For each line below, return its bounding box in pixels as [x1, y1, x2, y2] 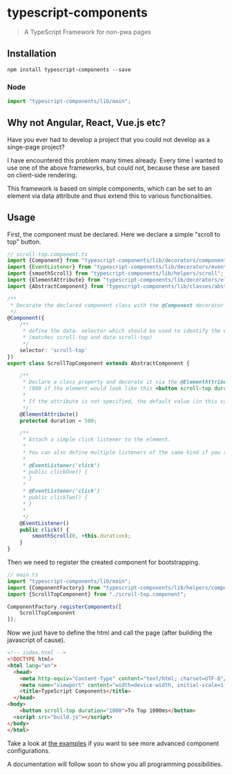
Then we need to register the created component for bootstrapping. [7, 558, 200, 567]
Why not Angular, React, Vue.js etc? [7, 117, 166, 129]
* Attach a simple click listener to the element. [22, 436, 171, 444]
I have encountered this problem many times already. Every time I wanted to [7, 156, 224, 164]
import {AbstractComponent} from [7, 282, 104, 290]
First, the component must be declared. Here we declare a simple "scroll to [7, 230, 221, 238]
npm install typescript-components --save [7, 66, 131, 73]
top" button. [7, 237, 41, 246]
